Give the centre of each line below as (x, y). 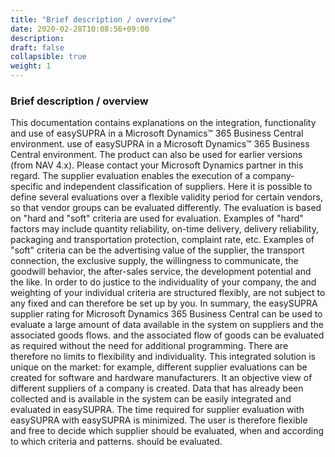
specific (27, 187)
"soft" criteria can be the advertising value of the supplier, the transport (157, 250)
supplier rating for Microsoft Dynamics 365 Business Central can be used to (166, 314)
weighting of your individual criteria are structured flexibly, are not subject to (168, 293)
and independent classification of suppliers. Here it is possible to (179, 187)
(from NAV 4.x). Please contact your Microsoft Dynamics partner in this (157, 165)
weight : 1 (31, 66)
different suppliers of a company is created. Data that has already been (157, 388)
